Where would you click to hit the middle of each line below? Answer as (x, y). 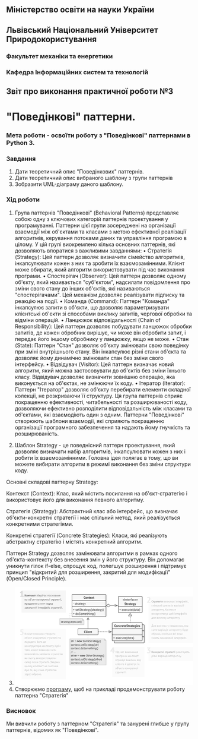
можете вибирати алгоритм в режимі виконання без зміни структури (103, 464)
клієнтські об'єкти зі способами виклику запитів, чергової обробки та (103, 314)
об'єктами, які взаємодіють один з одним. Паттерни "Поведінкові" (100, 415)
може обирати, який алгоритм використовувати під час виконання (100, 269)
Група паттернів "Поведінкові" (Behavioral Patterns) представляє (97, 213)
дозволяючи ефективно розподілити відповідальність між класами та (103, 408)
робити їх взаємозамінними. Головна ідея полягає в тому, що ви (96, 457)
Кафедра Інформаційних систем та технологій (77, 72)
